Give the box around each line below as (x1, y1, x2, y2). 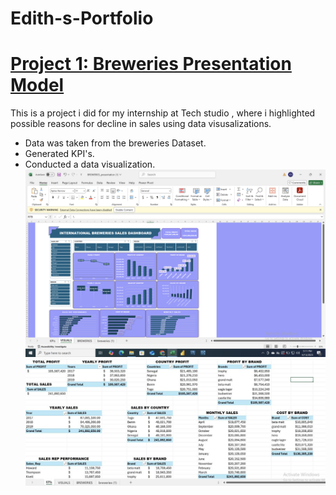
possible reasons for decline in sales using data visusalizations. (10, 118, 272, 130)
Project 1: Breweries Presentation (10, 53, 292, 76)
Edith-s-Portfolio (10, 7, 154, 30)
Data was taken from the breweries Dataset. (24, 137, 207, 149)
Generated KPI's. (24, 148, 95, 160)
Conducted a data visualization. (24, 158, 156, 171)
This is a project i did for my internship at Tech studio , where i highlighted (10, 107, 316, 119)
